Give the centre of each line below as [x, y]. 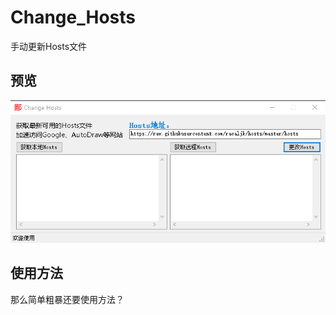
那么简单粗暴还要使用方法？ [67, 299]
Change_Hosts [73, 17]
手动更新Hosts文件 [49, 46]
